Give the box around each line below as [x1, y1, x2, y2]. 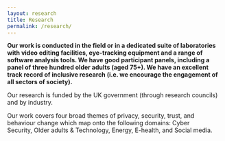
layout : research [7, 10, 57, 17]
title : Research [7, 16, 54, 23]
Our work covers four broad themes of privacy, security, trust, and [7, 112, 195, 120]
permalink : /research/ [7, 23, 72, 29]
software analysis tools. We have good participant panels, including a [7, 56, 210, 64]
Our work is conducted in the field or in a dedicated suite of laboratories [7, 42, 216, 50]
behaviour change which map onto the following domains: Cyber [7, 119, 190, 127]
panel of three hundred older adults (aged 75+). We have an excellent [7, 63, 209, 72]
